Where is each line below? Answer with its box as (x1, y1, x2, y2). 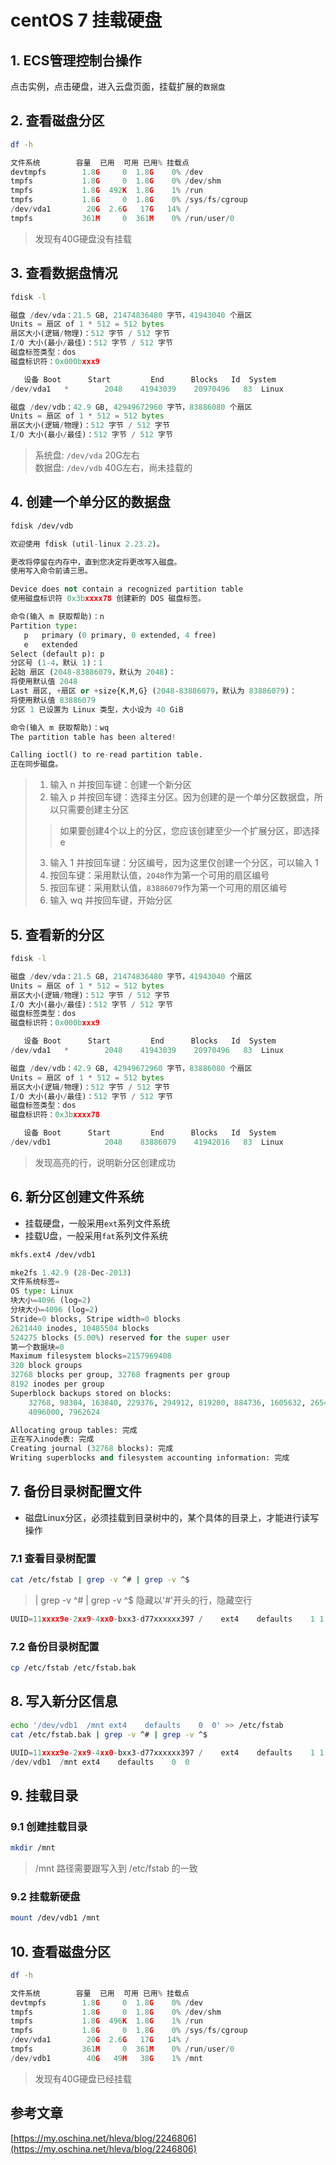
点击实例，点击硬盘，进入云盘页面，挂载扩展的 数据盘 (10, 81, 226, 92)
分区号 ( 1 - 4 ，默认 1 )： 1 (10, 658, 103, 668)
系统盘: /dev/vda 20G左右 (34, 449, 140, 461)
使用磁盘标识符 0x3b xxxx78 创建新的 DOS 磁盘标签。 (10, 594, 206, 604)
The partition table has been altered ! (10, 732, 177, 742)
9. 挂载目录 (10, 1787, 79, 1804)
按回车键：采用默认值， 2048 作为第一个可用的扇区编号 (49, 869, 270, 881)
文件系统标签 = (10, 1277, 60, 1287)
